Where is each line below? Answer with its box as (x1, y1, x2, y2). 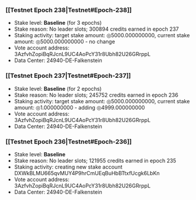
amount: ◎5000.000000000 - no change (14, 38, 115, 45)
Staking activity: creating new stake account (14, 163, 123, 171)
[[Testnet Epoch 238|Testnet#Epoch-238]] (5, 6, 132, 14)
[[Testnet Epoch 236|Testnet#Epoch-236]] (5, 137, 132, 146)
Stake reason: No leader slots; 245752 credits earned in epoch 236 (14, 91, 179, 99)
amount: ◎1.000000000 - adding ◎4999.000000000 (14, 104, 146, 111)
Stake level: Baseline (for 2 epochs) (14, 85, 102, 92)
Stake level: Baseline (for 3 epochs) (14, 19, 102, 27)
